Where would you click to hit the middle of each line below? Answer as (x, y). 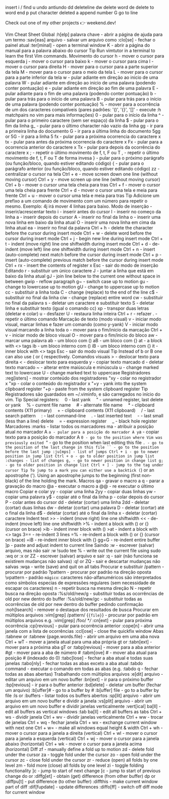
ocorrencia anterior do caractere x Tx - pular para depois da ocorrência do (83, 147)
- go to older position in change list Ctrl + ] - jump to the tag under (84, 465)
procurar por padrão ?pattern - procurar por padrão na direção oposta (78, 572)
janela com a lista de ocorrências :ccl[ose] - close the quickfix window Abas (84, 631)
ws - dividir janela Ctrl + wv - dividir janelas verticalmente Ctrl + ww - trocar (84, 717)
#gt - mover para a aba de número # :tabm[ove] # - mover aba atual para (81, 652)
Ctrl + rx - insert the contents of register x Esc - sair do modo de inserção (82, 265)
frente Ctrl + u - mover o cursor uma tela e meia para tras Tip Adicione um (82, 196)
